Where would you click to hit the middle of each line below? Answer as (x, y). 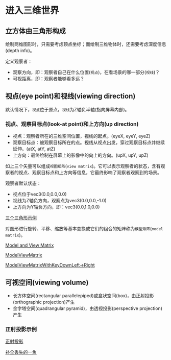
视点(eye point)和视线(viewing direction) (70, 96)
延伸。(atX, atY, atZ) (34, 149)
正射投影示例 (21, 329)
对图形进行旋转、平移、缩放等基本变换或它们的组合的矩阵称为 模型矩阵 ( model (84, 229)
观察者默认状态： (23, 183)
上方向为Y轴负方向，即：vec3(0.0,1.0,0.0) (56, 207)
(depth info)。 (20, 51)
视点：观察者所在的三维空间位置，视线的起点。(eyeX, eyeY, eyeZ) (81, 136)
